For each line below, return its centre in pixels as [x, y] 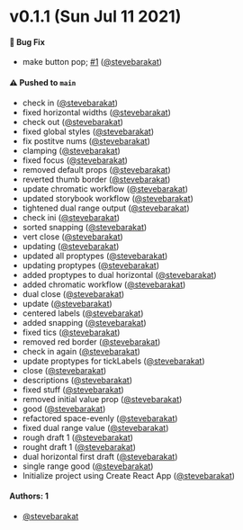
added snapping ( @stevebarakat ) [84, 322]
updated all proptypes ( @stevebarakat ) [95, 256]
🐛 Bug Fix [27, 41]
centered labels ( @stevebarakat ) [83, 313]
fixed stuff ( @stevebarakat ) [73, 390]
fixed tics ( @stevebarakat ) [71, 332]
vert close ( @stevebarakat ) [72, 237]
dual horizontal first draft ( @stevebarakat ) [100, 456]
